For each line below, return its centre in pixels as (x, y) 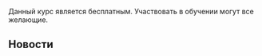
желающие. (28, 20)
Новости (31, 45)
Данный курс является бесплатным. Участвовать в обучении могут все (131, 11)
